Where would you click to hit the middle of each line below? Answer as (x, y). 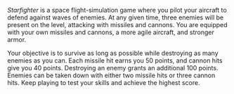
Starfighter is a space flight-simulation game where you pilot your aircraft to (117, 10)
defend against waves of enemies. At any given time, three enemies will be (115, 17)
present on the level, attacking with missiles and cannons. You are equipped (117, 25)
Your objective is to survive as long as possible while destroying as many (113, 53)
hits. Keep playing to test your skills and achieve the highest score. (104, 83)
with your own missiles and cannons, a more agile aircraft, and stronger (111, 32)
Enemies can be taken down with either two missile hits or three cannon (111, 75)
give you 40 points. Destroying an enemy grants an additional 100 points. (113, 68)
